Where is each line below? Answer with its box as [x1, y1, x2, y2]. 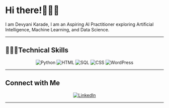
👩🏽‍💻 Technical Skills [5, 46, 69, 55]
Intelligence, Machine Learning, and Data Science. [5, 26, 110, 32]
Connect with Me [5, 79, 60, 87]
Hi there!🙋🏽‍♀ [5, 5, 59, 16]
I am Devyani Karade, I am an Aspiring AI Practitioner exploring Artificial [5, 21, 154, 27]
